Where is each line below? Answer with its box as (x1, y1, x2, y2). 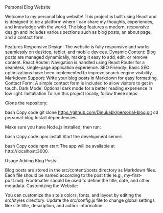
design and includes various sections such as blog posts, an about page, (5, 29, 152, 35)
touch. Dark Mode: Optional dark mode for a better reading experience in (5, 85, 153, 91)
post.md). (5, 178, 24, 183)
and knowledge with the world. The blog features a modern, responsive (5, 24, 149, 30)
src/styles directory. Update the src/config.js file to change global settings (5, 197, 155, 203)
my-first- (124, 172, 142, 178)
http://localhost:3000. (5, 149, 49, 154)
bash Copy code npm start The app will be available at (5, 143, 115, 149)
